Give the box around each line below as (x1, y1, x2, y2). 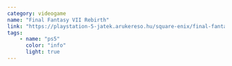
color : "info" (25, 42, 67, 49)
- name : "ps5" (19, 36, 60, 43)
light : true (25, 49, 60, 56)
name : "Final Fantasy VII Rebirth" (7, 16, 110, 23)
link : (7, 23, 23, 30)
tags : (7, 29, 23, 36)
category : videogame (7, 10, 67, 17)
